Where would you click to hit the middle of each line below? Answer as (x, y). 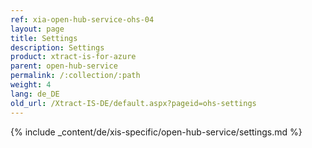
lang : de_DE (35, 94)
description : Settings (57, 47)
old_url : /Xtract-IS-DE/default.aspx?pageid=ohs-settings (133, 103)
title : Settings (44, 38)
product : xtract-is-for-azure (73, 57)
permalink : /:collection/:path (75, 76)
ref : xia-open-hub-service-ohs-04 (82, 19)
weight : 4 (31, 85)
